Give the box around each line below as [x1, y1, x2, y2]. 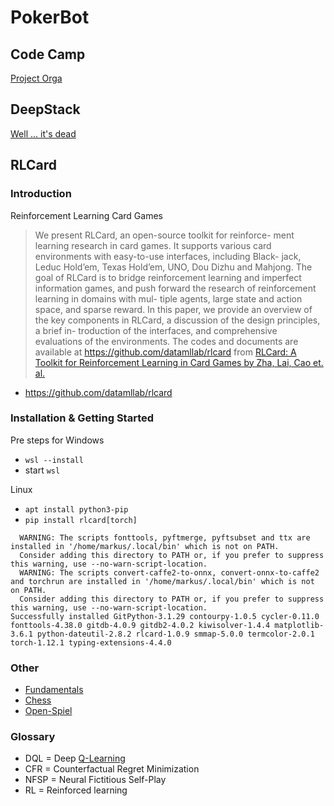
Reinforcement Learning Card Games [10, 209, 163, 221]
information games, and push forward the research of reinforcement [34, 282, 317, 294]
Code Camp [10, 46, 86, 63]
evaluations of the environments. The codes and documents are [34, 335, 299, 347]
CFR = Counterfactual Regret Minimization [24, 763, 200, 775]
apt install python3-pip [24, 504, 129, 515]
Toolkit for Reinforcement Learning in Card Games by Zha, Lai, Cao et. [34, 356, 324, 368]
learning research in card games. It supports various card [34, 239, 272, 251]
